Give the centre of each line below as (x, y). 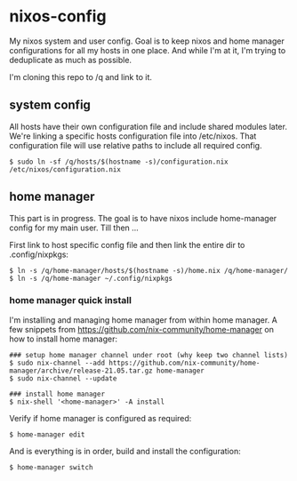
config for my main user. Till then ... (74, 228)
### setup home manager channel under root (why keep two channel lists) (149, 355)
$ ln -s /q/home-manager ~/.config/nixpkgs (91, 278)
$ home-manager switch (51, 467)
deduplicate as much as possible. (70, 60)
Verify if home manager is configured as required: (100, 418)
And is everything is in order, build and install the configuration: (125, 451)
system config (50, 105)
